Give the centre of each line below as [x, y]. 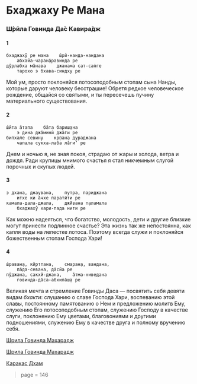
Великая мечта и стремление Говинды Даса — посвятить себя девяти [96, 291]
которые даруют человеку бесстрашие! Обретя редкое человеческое [95, 88]
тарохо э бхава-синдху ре [49, 71]
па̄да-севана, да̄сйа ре [45, 269]
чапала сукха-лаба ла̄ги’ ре [51, 143]
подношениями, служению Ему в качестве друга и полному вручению [96, 322]
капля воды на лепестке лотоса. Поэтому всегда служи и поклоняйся [95, 231]
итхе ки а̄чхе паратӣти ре [49, 198]
